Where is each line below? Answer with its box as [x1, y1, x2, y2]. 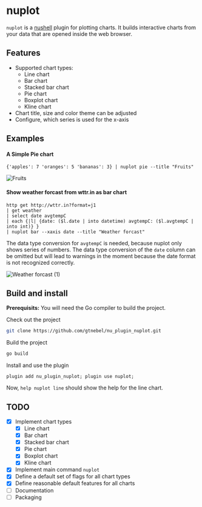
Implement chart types [15, 418, 72, 425]
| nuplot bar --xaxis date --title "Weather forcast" [6, 229, 146, 235]
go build [6, 351, 29, 357]
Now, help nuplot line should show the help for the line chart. [6, 384, 164, 391]
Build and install [6, 288, 68, 298]
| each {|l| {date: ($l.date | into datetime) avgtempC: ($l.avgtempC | [6, 218, 194, 224]
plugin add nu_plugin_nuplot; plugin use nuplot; [6, 374, 135, 380]
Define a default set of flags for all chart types [15, 473, 130, 480]
